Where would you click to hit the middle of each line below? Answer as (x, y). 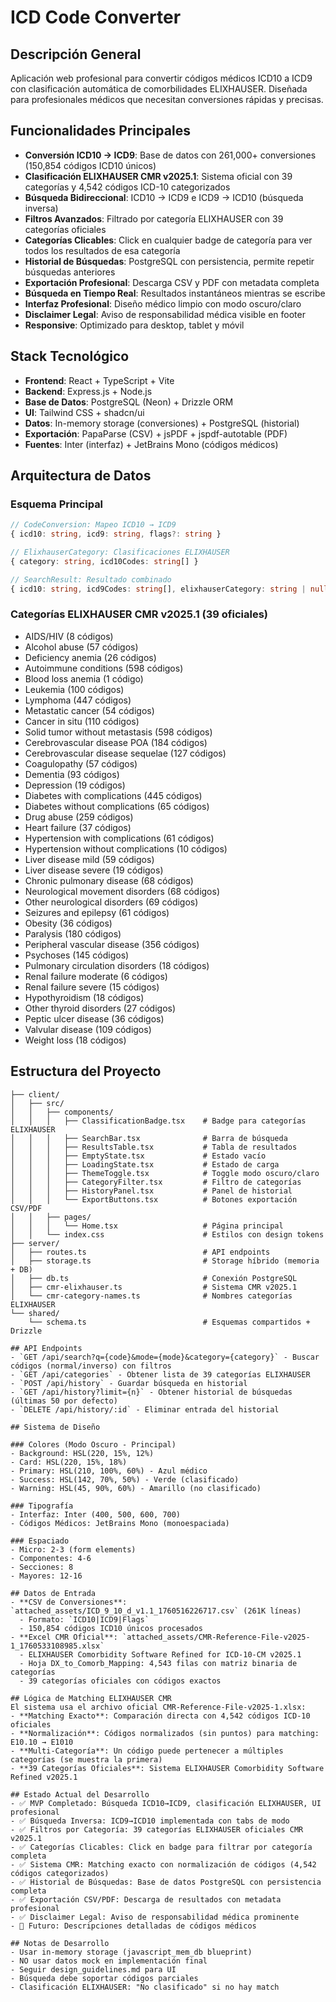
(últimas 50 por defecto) (64, 1401)
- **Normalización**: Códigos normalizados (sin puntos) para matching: (165, 1733)
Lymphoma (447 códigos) (78, 700)
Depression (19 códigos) (75, 785)
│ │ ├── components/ (62, 1112)
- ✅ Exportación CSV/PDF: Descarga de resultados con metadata (146, 1899)
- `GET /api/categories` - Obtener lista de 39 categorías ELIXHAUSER (160, 1374)
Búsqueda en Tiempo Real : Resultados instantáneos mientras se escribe (175, 293)
